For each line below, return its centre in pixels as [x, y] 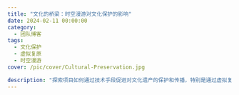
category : [22, 27]
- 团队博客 [28, 34]
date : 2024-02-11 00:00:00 [47, 21]
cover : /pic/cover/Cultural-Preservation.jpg [76, 67]
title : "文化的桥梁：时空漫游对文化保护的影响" [70, 14]
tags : [15, 41]
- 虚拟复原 [28, 54]
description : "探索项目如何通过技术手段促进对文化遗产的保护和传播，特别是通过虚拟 [117, 80]
